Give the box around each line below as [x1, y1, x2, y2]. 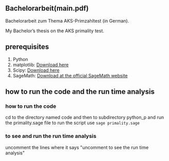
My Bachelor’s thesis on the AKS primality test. [5, 28, 104, 34]
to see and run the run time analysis [5, 133, 97, 140]
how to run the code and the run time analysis [5, 87, 155, 96]
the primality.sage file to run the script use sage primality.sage [5, 120, 140, 126]
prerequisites [5, 43, 49, 51]
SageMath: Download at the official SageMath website [12, 72, 128, 78]
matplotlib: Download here [12, 62, 69, 68]
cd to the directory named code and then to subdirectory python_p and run [5, 114, 164, 120]
